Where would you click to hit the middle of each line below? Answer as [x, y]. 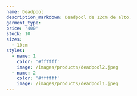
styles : [16, 51]
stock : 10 [18, 34]
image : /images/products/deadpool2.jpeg [68, 67]
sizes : [14, 39]
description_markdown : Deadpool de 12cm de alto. [69, 17]
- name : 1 [24, 56]
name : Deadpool [25, 12]
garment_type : [24, 23]
